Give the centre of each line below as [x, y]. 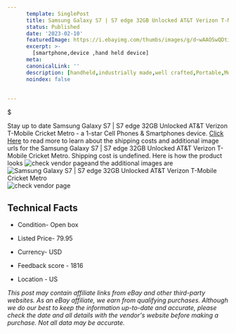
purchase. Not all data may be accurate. [66, 322]
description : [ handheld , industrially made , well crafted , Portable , [125, 72]
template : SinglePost [58, 14]
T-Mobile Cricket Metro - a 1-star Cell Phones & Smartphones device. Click [116, 134]
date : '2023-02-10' [54, 33]
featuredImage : [48, 40]
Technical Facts [43, 208]
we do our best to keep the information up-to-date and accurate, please [112, 307]
